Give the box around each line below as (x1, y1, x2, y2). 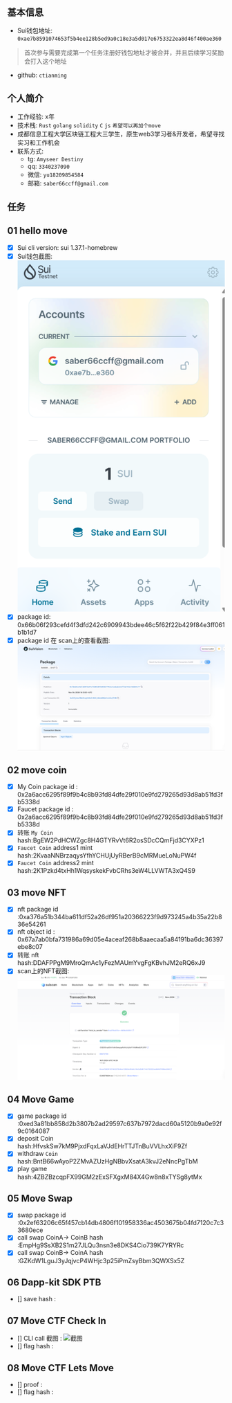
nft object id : (17, 927, 55, 936)
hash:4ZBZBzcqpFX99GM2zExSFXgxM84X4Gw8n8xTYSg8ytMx (17, 1173, 202, 1181)
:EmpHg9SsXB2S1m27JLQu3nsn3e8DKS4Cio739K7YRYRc (17, 1241, 184, 1249)
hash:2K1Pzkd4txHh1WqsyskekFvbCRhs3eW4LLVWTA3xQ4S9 (17, 867, 195, 875)
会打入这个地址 (23, 57, 67, 65)
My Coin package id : (17, 783, 78, 791)
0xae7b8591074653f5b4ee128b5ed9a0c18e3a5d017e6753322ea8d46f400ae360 (17, 35, 222, 42)
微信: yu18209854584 (27, 170, 84, 179)
